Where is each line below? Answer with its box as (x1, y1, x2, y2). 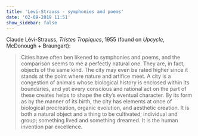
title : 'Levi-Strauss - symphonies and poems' (6, 8, 124, 15)
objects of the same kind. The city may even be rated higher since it (20, 67, 188, 74)
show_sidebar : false (6, 20, 58, 26)
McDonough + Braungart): (6, 42, 71, 49)
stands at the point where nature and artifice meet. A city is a (20, 72, 171, 80)
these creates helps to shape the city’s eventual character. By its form (20, 91, 193, 99)
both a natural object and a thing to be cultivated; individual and (20, 110, 178, 118)
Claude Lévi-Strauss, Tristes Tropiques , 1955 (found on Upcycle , (6, 36, 165, 43)
